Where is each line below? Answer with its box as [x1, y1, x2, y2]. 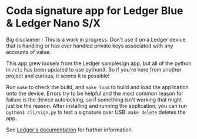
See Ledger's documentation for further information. [6, 126, 133, 133]
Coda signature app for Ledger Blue [6, 4, 183, 18]
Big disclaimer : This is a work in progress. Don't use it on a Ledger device [6, 36, 186, 43]
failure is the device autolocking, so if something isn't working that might [6, 96, 182, 103]
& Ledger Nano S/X [6, 16, 101, 30]
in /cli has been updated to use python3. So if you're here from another [6, 66, 182, 73]
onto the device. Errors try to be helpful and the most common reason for [6, 90, 184, 97]
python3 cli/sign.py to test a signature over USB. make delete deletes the [6, 109, 186, 116]
